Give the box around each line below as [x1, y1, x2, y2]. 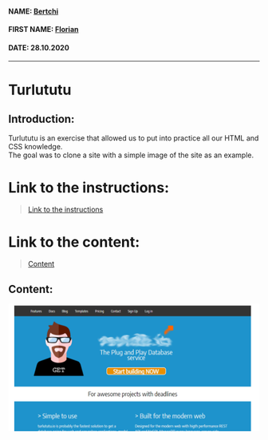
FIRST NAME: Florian [8, 25, 79, 34]
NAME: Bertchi [8, 6, 58, 16]
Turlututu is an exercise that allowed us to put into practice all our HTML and [8, 133, 259, 143]
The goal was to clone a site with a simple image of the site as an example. [8, 150, 254, 160]
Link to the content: [8, 232, 140, 251]
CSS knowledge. [8, 142, 63, 152]
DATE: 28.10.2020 [8, 42, 69, 52]
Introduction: [8, 112, 75, 125]
